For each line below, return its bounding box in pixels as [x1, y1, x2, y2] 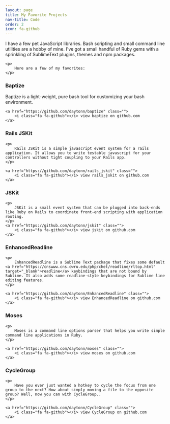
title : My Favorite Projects [5, 12, 67, 17]
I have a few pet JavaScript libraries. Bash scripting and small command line [5, 40, 165, 47]
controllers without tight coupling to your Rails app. [5, 154, 126, 160]
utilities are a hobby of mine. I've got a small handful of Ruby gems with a [5, 46, 159, 52]
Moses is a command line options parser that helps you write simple [14, 328, 165, 333]
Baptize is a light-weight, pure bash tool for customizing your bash [5, 94, 145, 100]
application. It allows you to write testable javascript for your [5, 150, 152, 155]
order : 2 [5, 21, 24, 27]
